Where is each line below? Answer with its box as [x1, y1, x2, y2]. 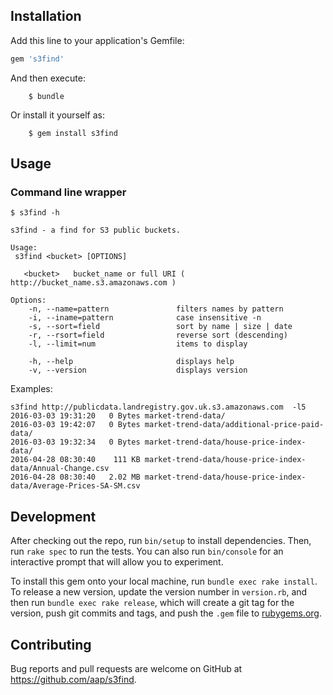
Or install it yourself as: [10, 109, 105, 121]
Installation [10, 8, 82, 25]
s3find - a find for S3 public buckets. [10, 225, 182, 236]
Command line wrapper [10, 185, 127, 199]
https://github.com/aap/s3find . [10, 674, 137, 685]
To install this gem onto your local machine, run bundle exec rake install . [10, 575, 318, 588]
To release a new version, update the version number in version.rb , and [10, 586, 308, 598]
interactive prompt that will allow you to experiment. [10, 556, 224, 568]
